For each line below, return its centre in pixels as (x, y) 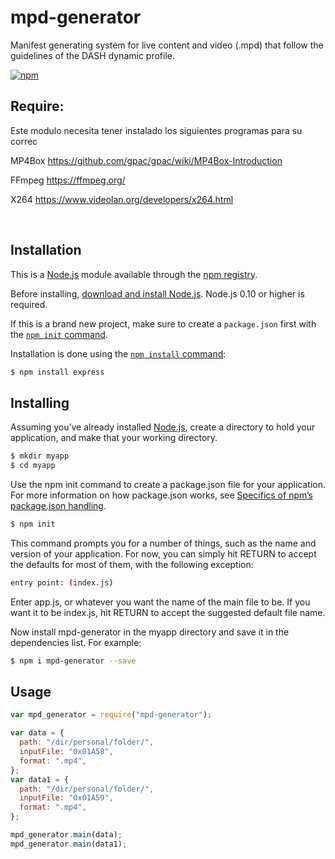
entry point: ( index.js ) (62, 582)
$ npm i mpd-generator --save (73, 661)
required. (29, 304)
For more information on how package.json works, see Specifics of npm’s (161, 495)
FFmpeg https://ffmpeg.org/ (68, 180)
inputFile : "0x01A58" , (66, 752)
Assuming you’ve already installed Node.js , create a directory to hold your (163, 427)
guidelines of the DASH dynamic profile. (93, 55)
